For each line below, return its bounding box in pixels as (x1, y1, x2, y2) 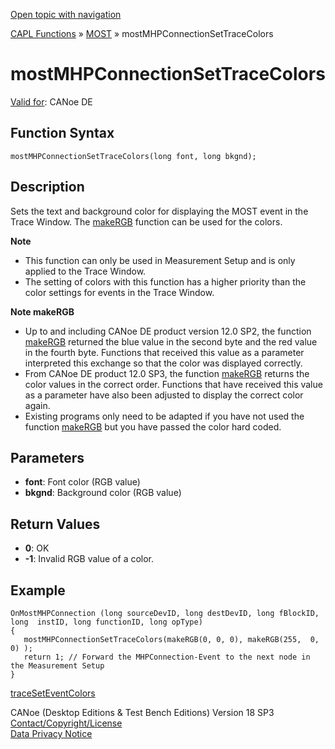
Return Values (10, 515, 101, 533)
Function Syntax (10, 125, 115, 142)
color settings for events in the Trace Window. (24, 286, 215, 298)
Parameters (10, 449, 85, 466)
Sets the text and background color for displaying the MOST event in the (10, 205, 309, 217)
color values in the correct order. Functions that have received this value (24, 378, 323, 390)
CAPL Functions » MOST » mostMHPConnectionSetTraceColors (10, 28, 274, 39)
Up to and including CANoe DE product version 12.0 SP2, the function (24, 325, 312, 337)
